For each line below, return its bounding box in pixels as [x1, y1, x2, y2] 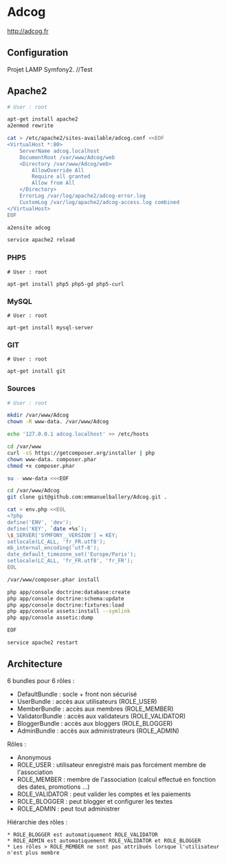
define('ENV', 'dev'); [7, 518, 72, 526]
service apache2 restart [7, 639, 78, 646]
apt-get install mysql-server [7, 324, 94, 331]
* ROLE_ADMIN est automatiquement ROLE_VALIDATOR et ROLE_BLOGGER [7, 837, 201, 844]
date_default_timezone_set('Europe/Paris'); [7, 551, 137, 558]
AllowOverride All [32, 167, 84, 174]
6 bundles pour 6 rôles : [7, 676, 75, 684]
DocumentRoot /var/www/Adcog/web [19, 154, 115, 161]
